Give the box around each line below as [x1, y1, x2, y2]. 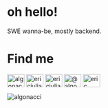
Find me [7, 51, 54, 67]
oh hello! [7, 4, 58, 20]
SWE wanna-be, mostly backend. [7, 27, 102, 35]
